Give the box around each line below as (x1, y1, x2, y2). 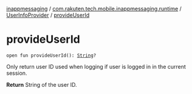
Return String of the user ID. (6, 81, 77, 88)
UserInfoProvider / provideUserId (6, 11, 90, 19)
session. (6, 69, 27, 77)
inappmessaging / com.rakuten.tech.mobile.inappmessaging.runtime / (6, 5, 182, 12)
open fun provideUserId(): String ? (6, 52, 97, 58)
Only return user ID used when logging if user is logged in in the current (6, 63, 187, 70)
